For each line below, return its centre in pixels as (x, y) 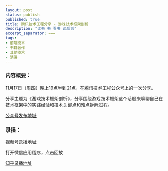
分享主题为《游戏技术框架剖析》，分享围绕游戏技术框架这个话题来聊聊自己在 (84, 98)
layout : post (19, 10)
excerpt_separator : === (30, 33)
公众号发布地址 (21, 115)
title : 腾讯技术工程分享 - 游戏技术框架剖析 (47, 24)
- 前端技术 (15, 43)
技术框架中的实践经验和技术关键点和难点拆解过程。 (59, 105)
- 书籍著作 (15, 48)
